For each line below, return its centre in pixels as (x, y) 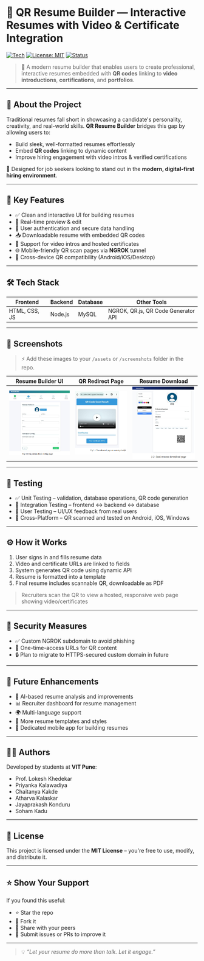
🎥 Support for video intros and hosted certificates (77, 243)
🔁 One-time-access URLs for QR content (66, 648)
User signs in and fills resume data (58, 557)
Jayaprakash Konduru (42, 805)
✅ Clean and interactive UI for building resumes (75, 215)
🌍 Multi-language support (48, 712)
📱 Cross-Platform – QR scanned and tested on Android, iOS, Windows (102, 518)
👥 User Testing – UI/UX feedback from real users (76, 511)
